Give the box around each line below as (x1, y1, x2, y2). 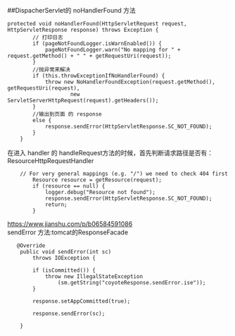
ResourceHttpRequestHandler (7, 157, 94, 164)
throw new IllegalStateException (44, 273, 143, 280)
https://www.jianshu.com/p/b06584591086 (7, 220, 133, 228)
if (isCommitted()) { (32, 267, 96, 274)
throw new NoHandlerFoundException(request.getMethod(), (44, 78, 216, 85)
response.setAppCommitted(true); (32, 298, 131, 305)
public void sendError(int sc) (20, 248, 112, 256)
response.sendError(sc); (32, 310, 106, 317)
